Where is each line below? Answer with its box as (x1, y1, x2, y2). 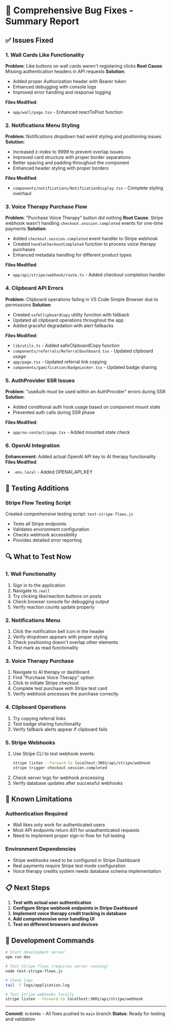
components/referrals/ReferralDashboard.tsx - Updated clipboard (12, 348, 154, 354)
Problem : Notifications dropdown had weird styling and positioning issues (5, 133, 162, 140)
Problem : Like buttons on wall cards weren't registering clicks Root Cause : (5, 62, 164, 69)
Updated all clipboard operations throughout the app (12, 317, 124, 323)
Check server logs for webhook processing (12, 774, 104, 781)
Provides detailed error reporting (12, 537, 82, 543)
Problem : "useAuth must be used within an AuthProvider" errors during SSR (5, 389, 165, 395)
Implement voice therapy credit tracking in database (12, 910, 127, 916)
